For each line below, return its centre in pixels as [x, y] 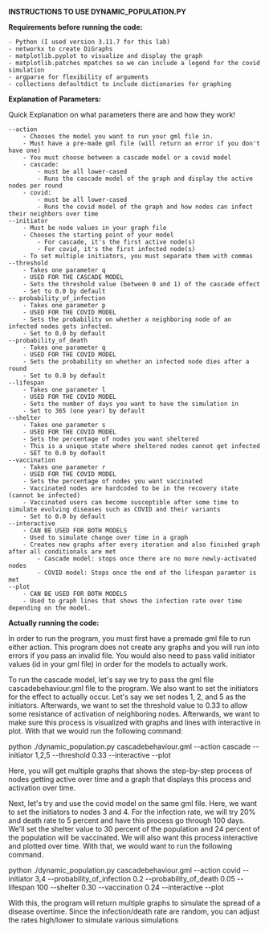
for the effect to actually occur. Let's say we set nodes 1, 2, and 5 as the [127, 697]
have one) [25, 150]
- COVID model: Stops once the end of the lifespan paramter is [147, 573]
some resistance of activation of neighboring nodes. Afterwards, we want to [134, 714]
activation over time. [42, 788]
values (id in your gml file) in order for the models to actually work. [118, 664]
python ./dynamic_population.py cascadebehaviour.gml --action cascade [130, 746]
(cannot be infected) [45, 495]
